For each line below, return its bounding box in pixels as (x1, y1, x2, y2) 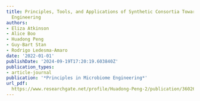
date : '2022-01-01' (6, 53, 55, 59)
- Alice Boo (6, 31, 36, 37)
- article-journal (6, 70, 52, 75)
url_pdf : (6, 81, 28, 87)
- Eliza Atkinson (6, 25, 49, 31)
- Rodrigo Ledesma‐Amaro (6, 48, 68, 53)
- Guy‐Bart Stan (6, 42, 46, 48)
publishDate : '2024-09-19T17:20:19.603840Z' (6, 58, 118, 64)
